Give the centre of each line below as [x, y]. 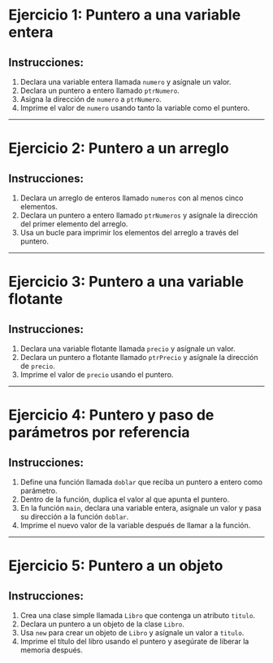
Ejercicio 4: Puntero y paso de [111, 415]
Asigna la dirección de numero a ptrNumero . [91, 99]
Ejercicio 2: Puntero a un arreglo [119, 149]
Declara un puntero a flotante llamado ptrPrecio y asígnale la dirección [139, 357]
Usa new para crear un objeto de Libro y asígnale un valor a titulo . [132, 632]
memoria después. [52, 650]
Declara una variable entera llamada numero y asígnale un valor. [126, 82]
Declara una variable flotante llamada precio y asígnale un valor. [128, 349]
